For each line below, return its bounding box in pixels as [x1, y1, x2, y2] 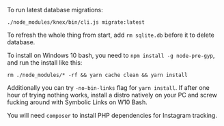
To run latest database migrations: [7, 6, 104, 14]
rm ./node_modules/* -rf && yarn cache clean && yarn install [7, 72, 188, 78]
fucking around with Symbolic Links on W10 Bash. [7, 98, 148, 106]
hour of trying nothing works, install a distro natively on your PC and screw [7, 91, 217, 99]
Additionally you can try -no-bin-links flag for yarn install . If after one [7, 84, 210, 91]
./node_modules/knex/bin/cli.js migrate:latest [7, 19, 145, 26]
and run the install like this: [7, 59, 83, 67]
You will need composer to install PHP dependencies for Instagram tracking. [7, 112, 217, 119]
